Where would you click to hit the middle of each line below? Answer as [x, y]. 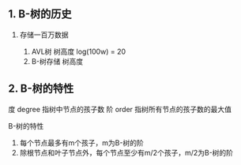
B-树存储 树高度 [57, 61]
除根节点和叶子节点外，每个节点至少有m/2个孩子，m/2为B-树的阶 [126, 152]
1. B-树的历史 [40, 14]
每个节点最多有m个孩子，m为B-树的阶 [81, 142]
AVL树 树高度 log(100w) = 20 [79, 51]
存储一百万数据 [44, 35]
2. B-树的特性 [41, 89]
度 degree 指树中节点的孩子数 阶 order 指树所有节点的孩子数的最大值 [120, 109]
